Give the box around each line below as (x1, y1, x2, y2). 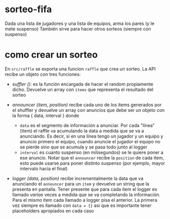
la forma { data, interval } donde (12, 112, 79, 118)
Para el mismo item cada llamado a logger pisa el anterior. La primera (12, 197, 157, 203)
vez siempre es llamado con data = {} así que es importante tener (12, 202, 152, 208)
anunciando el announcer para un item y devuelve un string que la (12, 180, 150, 186)
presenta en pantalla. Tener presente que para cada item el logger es (12, 186, 157, 192)
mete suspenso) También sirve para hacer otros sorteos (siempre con (5, 25, 151, 32)
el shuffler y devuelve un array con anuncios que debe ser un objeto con (12, 107, 165, 113)
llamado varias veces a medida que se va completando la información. (12, 192, 161, 198)
